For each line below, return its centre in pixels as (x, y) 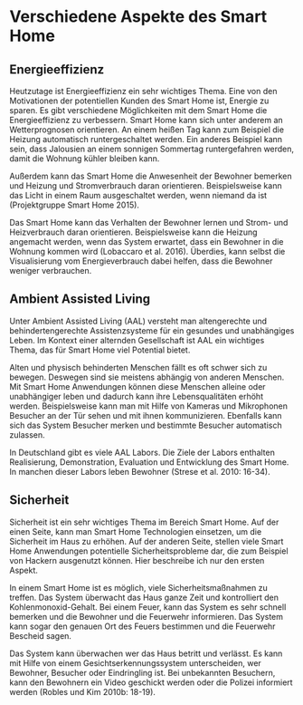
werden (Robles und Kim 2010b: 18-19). (83, 691)
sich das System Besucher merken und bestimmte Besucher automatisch (146, 425)
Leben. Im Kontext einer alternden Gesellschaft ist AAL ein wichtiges (137, 340)
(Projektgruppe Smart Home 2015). (75, 205)
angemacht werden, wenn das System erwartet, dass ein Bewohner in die (147, 241)
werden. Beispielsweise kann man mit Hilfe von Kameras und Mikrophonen (148, 406)
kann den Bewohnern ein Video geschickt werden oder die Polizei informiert (151, 682)
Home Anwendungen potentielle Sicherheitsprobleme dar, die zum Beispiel (149, 551)
